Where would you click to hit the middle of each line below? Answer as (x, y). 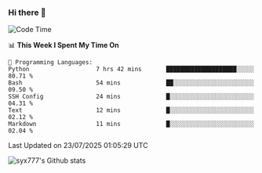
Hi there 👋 (27, 13)
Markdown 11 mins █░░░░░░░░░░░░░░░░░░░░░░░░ (131, 124)
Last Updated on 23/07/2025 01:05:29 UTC (78, 146)
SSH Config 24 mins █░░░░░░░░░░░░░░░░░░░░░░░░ (131, 97)
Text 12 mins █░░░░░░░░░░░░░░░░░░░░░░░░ (131, 110)
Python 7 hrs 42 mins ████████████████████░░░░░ (131, 70)
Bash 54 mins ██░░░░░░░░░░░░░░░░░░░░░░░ (131, 83)
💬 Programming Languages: (50, 63)
